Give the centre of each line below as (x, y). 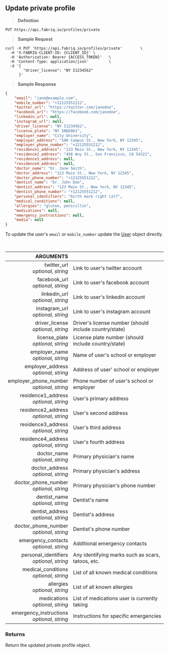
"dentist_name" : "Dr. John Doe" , (49, 183)
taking (80, 605)
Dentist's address (94, 515)
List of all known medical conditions (115, 573)
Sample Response (37, 84)
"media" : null (29, 220)
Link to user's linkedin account (109, 297)
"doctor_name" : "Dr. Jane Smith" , (50, 168)
